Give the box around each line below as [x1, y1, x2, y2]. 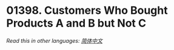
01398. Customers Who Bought [6, 4, 168, 17]
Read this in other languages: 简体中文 [6, 37, 103, 44]
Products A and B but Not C [6, 16, 147, 30]
